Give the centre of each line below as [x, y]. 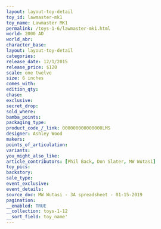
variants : [18, 150]
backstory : [20, 173]
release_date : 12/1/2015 [37, 61]
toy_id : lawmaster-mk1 [34, 17]
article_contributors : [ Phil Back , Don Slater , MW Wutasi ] [81, 162]
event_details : [25, 189]
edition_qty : [22, 89]
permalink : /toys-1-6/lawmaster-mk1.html [58, 28]
